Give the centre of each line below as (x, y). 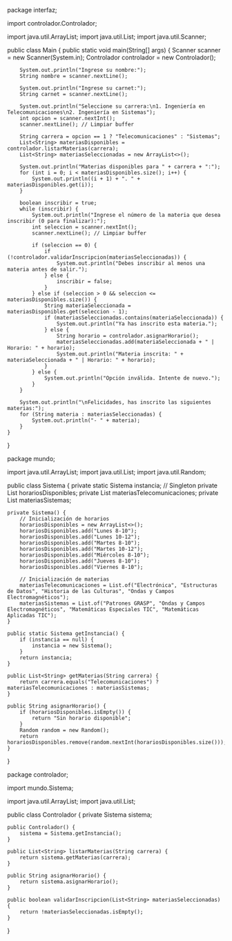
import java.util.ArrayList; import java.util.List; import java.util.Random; (107, 472)
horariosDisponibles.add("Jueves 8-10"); (80, 561)
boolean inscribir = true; (58, 203)
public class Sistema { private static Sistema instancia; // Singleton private (112, 485)
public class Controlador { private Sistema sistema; (80, 815)
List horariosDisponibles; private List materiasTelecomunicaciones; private (113, 493)
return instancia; (46, 658)
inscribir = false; (84, 282)
